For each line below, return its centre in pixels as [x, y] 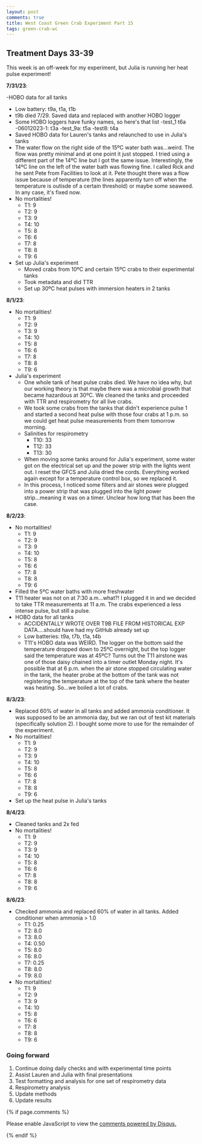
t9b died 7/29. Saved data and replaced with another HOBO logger [98, 116]
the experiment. [35, 730]
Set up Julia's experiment [46, 263]
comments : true [25, 17]
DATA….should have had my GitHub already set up [87, 630]
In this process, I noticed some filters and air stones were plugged [106, 485]
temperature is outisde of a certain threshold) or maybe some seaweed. [104, 186]
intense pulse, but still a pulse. [52, 611]
